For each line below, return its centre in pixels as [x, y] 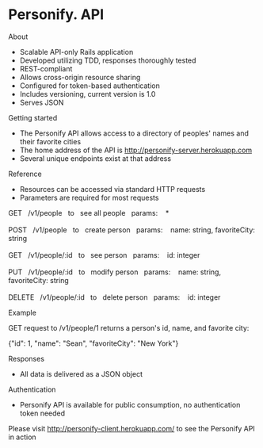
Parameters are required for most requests [89, 197]
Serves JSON [42, 102]
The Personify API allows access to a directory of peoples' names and [134, 133]
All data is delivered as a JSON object [81, 373]
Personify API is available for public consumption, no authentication [130, 404]
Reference [25, 174]
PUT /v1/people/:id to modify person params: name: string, [115, 272]
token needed [42, 413]
